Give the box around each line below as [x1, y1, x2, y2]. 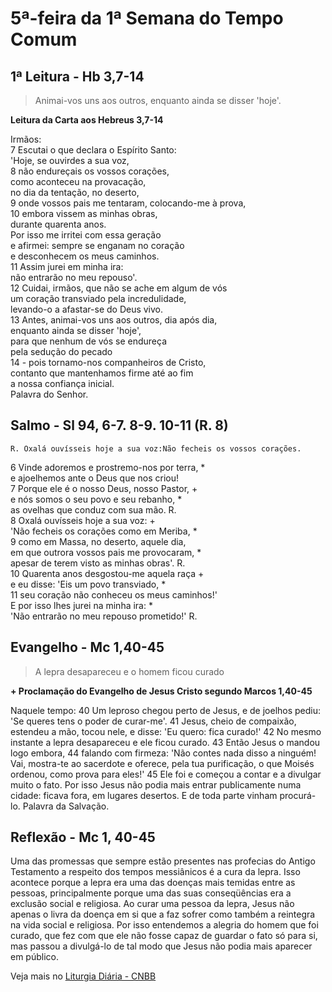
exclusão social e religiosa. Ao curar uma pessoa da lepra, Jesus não [10, 898, 295, 910]
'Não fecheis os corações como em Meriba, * [10, 525, 198, 537]
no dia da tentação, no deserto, [10, 187, 140, 198]
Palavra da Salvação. [22, 800, 110, 812]
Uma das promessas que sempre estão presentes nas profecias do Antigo [10, 855, 316, 867]
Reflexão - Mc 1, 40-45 [10, 829, 156, 846]
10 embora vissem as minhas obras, [10, 208, 158, 219]
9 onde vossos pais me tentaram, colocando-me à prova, [10, 197, 247, 209]
